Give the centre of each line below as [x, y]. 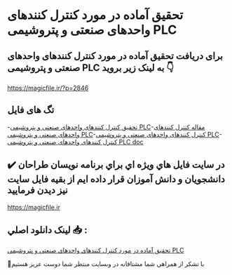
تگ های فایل [31, 110]
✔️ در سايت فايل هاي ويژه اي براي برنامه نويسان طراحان [116, 165]
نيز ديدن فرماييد [37, 190]
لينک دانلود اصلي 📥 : [47, 230]
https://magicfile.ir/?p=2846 [48, 88]
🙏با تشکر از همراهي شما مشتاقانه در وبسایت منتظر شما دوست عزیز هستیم [106, 264]
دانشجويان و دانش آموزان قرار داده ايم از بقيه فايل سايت [116, 179]
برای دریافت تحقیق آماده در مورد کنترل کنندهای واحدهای [115, 56]
